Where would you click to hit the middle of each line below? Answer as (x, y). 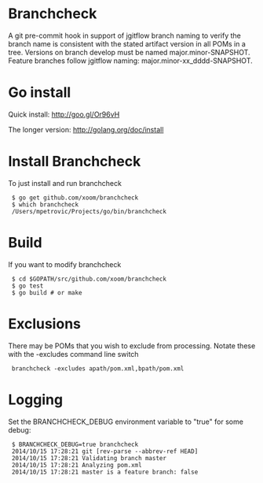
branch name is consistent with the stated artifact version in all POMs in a (127, 43)
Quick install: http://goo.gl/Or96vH (64, 114)
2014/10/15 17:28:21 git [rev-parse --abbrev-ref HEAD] (105, 451)
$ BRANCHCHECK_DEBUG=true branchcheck (75, 444)
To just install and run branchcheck (65, 183)
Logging (36, 399)
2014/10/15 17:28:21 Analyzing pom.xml (77, 465)
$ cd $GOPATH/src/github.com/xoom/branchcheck (89, 279)
